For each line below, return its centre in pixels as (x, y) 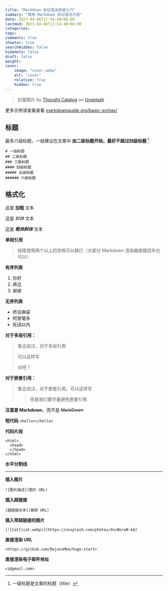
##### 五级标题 (19, 173)
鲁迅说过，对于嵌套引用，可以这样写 (55, 388)
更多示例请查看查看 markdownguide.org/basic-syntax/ (61, 110)
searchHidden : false (27, 47)
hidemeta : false (22, 52)
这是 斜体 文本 (19, 218)
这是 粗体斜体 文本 (24, 229)
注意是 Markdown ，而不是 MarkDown (44, 410)
